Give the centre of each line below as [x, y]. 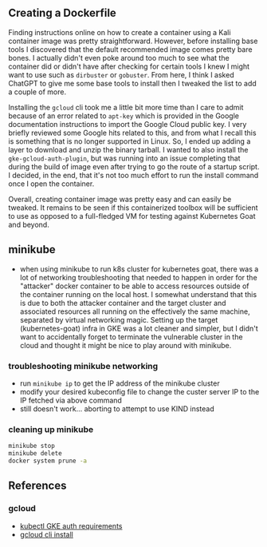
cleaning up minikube [51, 429]
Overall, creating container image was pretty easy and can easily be [120, 199]
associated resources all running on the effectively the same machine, [135, 311]
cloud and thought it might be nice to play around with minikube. [126, 345]
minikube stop [32, 446]
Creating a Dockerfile [63, 13]
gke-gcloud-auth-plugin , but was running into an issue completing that [124, 158]
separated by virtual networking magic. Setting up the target [119, 319]
